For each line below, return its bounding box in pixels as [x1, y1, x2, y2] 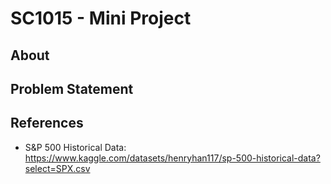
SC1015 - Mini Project [10, 7, 192, 30]
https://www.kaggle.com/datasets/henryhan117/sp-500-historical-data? [24, 152, 321, 164]
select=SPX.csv [24, 162, 91, 174]
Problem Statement [10, 80, 134, 97]
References [10, 115, 84, 132]
